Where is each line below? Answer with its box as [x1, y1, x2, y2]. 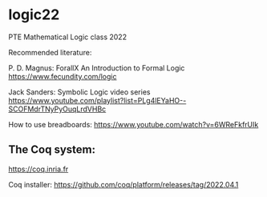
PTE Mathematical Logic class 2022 [8, 32, 127, 42]
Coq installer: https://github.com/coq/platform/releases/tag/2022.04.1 [8, 179, 239, 189]
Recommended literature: [8, 47, 92, 57]
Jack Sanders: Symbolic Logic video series [8, 86, 151, 97]
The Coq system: [8, 143, 96, 157]
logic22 [8, 6, 60, 24]
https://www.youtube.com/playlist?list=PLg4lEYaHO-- [8, 95, 187, 105]
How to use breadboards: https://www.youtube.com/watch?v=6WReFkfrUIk [8, 119, 259, 129]
